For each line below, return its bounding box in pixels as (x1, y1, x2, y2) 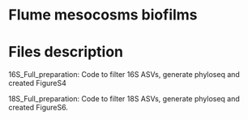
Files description (8, 43, 124, 62)
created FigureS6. (8, 103, 69, 113)
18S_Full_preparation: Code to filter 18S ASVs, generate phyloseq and (8, 94, 241, 104)
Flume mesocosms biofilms (8, 6, 198, 24)
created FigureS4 (8, 79, 67, 88)
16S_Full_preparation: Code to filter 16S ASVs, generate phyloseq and (8, 70, 241, 79)
